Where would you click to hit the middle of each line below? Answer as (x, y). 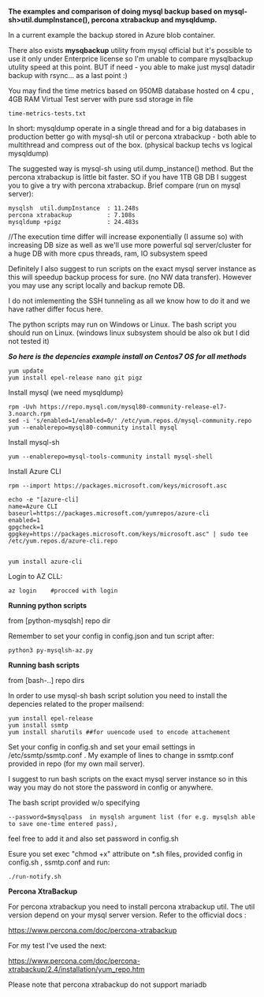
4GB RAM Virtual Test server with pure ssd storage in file (101, 99)
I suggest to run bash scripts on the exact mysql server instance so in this (128, 779)
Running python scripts (48, 605)
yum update (26, 371)
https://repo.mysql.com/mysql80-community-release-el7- (133, 407)
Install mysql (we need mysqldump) (66, 392)
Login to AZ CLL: (35, 576)
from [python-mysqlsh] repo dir (59, 621)
